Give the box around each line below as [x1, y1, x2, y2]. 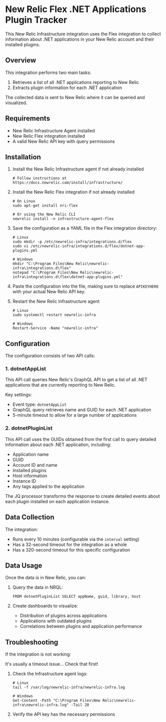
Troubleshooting [5, 638, 59, 647]
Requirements [5, 114, 50, 123]
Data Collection [5, 513, 55, 521]
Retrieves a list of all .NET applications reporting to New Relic [12, 79, 139, 85]
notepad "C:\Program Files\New [12, 270, 78, 275]
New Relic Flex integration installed [12, 133, 85, 139]
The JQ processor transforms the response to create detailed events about [5, 493, 160, 499]
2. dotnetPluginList [5, 425, 53, 432]
